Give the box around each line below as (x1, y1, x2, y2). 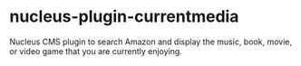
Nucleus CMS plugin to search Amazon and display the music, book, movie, (9, 36, 293, 47)
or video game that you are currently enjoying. (9, 45, 183, 56)
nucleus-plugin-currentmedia (9, 6, 239, 27)
